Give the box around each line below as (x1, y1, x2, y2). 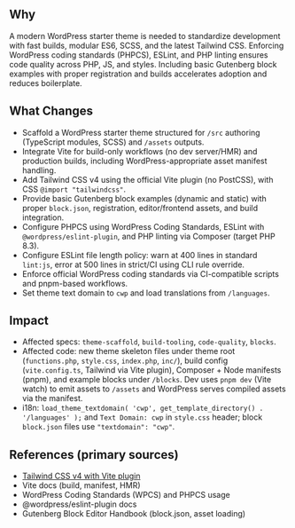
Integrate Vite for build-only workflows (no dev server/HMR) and (21, 146, 258, 156)
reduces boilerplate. (9, 77, 82, 88)
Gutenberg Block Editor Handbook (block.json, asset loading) (21, 508, 246, 519)
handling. (21, 164, 57, 176)
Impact (9, 313, 49, 328)
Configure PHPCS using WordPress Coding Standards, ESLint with (21, 221, 265, 232)
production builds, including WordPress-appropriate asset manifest (21, 155, 268, 166)
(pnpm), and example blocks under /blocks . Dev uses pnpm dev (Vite (21, 374, 272, 385)
